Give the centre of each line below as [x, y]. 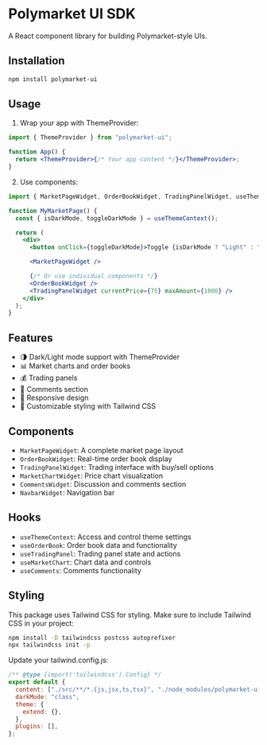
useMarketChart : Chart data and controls [85, 562]
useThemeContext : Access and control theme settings [106, 537]
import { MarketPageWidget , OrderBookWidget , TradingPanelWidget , [120, 196]
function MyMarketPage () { [53, 211]
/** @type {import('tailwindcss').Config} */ [85, 675]
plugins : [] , [37, 727]
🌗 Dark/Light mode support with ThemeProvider [100, 357]
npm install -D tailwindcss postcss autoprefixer [92, 638]
